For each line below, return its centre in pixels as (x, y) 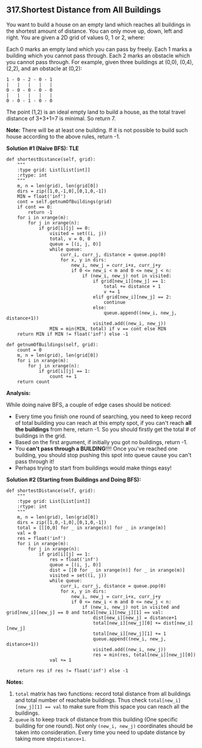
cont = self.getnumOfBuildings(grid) (65, 202)
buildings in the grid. (41, 436)
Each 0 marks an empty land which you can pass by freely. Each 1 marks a (99, 49)
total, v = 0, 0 (70, 238)
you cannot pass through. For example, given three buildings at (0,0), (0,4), (100, 62)
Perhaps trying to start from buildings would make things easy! (93, 468)
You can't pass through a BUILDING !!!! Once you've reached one (96, 448)
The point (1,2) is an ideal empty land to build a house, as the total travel (96, 112)
